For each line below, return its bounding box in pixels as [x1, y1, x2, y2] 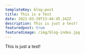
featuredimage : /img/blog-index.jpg [5, 30, 80, 35]
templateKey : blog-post [5, 7, 54, 12]
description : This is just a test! [5, 21, 78, 26]
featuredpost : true [5, 26, 45, 30]
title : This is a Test [5, 12, 52, 17]
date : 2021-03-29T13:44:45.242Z [5, 16, 71, 21]
